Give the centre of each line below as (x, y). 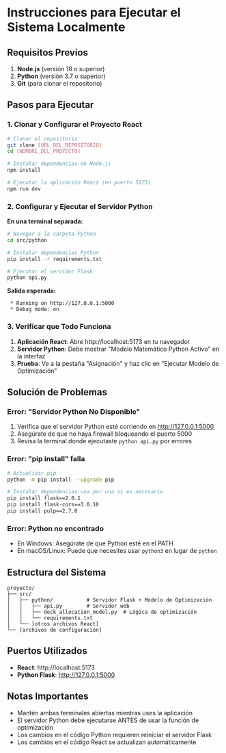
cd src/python (27, 240)
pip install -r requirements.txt (55, 259)
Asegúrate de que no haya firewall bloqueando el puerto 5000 (104, 434)
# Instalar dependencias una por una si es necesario (85, 492)
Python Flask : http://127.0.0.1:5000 (66, 675)
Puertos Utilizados (47, 651)
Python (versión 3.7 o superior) (61, 76)
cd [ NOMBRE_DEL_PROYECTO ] (44, 151)
